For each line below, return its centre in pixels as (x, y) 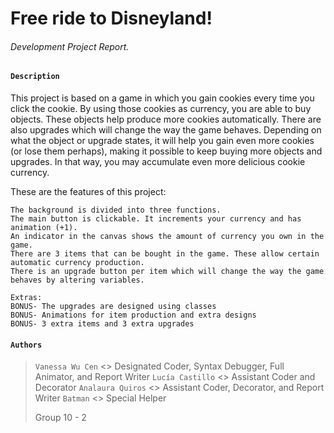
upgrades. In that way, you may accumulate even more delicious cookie (158, 161)
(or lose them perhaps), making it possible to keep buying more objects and (166, 151)
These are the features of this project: (88, 191)
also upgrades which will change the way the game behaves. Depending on (166, 130)
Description (35, 77)
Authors (26, 345)
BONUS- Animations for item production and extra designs (133, 315)
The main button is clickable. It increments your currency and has (156, 219)
